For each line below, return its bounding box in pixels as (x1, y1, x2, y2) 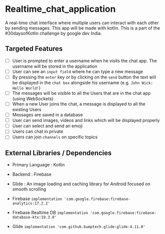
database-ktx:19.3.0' (12, 215, 57, 220)
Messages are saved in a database (12, 112, 83, 118)
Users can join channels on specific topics (12, 134, 98, 140)
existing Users (12, 107, 42, 113)
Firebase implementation (12, 196, 63, 202)
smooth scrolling (12, 186, 46, 192)
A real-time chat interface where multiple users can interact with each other (5, 20, 159, 26)
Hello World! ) (12, 85, 41, 91)
